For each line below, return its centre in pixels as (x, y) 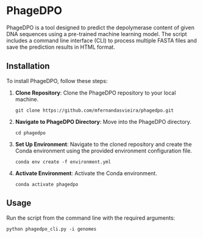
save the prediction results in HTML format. (61, 47)
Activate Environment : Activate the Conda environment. (86, 173)
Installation (28, 66)
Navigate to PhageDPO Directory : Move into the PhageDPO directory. (103, 121)
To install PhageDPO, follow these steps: (57, 81)
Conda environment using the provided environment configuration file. (103, 151)
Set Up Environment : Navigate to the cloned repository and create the (103, 144)
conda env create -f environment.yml (63, 162)
